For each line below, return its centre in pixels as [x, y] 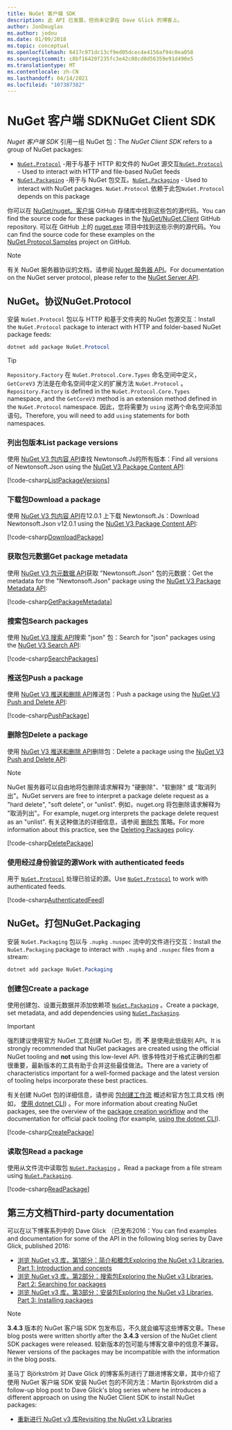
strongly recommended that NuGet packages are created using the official [113, 1048]
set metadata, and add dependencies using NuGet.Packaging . [94, 1013]
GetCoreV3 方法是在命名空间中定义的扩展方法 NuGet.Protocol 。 [97, 383]
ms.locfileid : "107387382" [46, 85]
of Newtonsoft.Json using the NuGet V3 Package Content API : [96, 467]
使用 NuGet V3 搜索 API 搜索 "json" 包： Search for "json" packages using [111, 638]
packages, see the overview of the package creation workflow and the [108, 1111]
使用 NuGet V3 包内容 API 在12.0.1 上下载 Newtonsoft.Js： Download [103, 516]
